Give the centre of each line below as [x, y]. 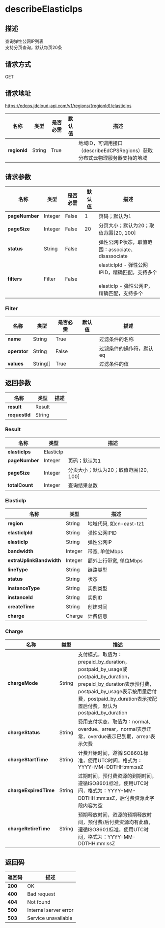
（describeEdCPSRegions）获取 [116, 150]
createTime [21, 607]
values [15, 364]
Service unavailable [50, 918]
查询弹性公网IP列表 [24, 41]
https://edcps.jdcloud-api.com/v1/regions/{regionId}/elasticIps [68, 106]
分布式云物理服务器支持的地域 [113, 158]
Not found [39, 902]
